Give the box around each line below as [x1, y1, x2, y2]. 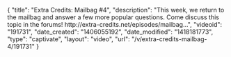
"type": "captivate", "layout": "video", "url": [7, 35, 130, 43]
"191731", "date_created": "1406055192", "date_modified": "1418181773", [7, 27, 214, 36]
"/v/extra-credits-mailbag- [131, 35, 207, 43]
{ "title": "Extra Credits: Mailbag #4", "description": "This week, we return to [7, 6, 225, 14]
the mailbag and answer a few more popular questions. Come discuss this [7, 13, 220, 21]
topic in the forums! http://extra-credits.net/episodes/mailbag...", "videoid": [7, 21, 223, 28]
